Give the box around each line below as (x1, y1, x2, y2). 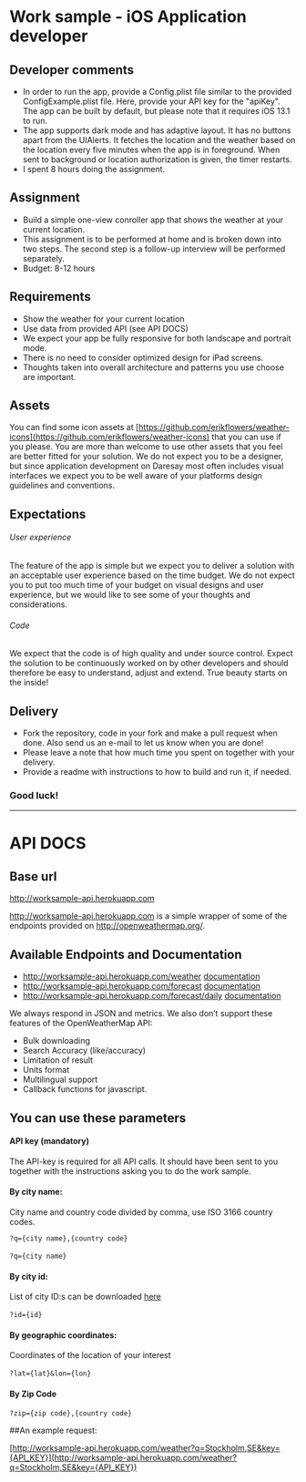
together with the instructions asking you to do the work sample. (9, 1165, 251, 1177)
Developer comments (9, 62, 135, 77)
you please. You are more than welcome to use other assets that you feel (9, 441, 283, 452)
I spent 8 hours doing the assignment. (22, 164, 166, 174)
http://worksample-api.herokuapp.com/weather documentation (22, 971, 260, 982)
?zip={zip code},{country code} (9, 1408, 132, 1418)
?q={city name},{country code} (9, 1233, 128, 1243)
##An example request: (9, 1425, 97, 1436)
